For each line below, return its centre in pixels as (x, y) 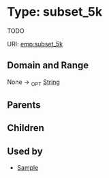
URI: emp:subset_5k (35, 44)
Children (26, 128)
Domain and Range (48, 65)
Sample (28, 168)
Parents (24, 105)
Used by (25, 151)
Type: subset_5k (55, 12)
